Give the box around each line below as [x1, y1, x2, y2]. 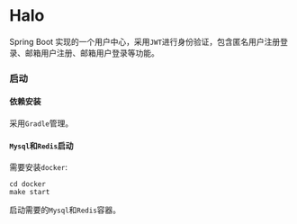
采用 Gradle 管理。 [9, 118, 74, 129]
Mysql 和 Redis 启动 [9, 140, 74, 151]
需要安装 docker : [9, 162, 67, 173]
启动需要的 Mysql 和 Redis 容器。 [9, 204, 121, 216]
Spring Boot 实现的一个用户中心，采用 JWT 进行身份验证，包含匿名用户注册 [9, 36, 281, 47]
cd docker [9, 180, 47, 189]
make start [9, 188, 50, 197]
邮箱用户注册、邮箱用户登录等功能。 [24, 47, 159, 58]
